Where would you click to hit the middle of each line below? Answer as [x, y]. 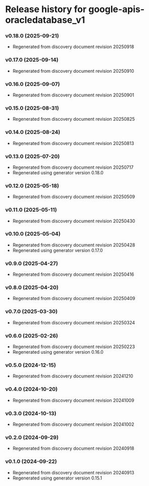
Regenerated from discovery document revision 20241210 [73, 376]
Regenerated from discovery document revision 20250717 [73, 167]
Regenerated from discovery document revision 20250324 [74, 322]
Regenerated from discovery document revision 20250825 [74, 119]
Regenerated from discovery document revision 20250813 [73, 143]
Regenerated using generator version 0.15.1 [57, 478]
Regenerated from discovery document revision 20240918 [73, 449]
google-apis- [116, 9]
